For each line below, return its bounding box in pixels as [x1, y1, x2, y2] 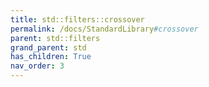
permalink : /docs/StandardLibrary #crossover [10, 24, 199, 34]
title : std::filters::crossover [10, 14, 145, 25]
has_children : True [10, 52, 92, 62]
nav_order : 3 [10, 61, 65, 71]
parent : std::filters [10, 33, 101, 43]
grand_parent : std [10, 42, 87, 53]
